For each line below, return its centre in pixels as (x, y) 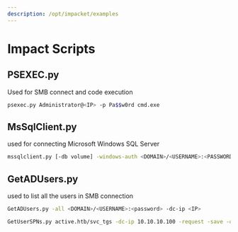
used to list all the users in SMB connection (70, 196)
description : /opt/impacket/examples (63, 14)
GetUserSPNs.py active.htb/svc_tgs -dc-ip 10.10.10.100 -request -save (115, 221)
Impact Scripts (51, 48)
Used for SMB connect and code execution (70, 92)
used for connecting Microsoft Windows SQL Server (84, 144)
